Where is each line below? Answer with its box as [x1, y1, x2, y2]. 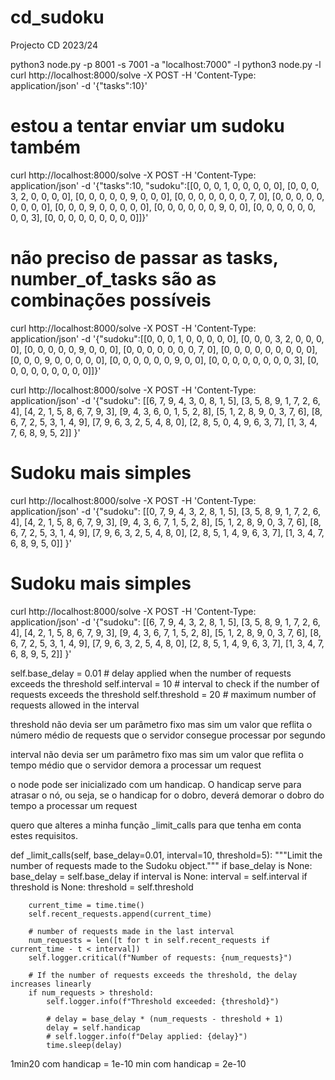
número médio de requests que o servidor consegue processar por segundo [10, 729, 326, 741]
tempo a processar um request [10, 799, 138, 811]
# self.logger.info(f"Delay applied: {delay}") [46, 1031, 248, 1041]
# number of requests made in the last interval [28, 926, 235, 936]
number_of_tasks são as [10, 268, 217, 291]
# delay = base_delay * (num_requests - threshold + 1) [46, 1014, 284, 1024]
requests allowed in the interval [10, 699, 140, 711]
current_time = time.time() [28, 900, 145, 910]
